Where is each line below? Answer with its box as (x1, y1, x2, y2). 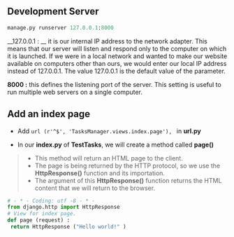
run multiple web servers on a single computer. (7, 88, 143, 96)
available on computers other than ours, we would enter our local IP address (7, 59, 227, 67)
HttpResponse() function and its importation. (34, 168, 166, 177)
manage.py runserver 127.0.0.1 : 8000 (7, 24, 114, 31)
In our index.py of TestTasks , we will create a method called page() (17, 140, 214, 149)
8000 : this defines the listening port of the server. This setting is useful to (7, 80, 221, 88)
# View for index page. (7, 210, 77, 217)
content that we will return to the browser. (34, 184, 156, 192)
